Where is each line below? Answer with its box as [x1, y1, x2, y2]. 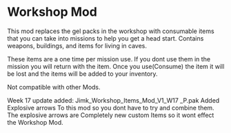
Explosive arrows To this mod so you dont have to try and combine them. [7, 103, 215, 112]
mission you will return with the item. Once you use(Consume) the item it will [7, 62, 225, 70]
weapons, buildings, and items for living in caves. [7, 41, 147, 50]
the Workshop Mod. [7, 118, 63, 126]
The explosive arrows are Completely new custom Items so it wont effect [7, 111, 214, 119]
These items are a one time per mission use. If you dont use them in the [7, 54, 211, 63]
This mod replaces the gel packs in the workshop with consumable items [7, 27, 215, 35]
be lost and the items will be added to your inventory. [7, 70, 158, 78]
